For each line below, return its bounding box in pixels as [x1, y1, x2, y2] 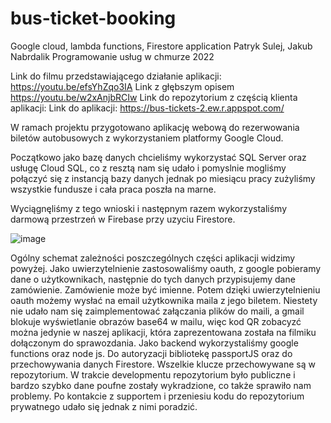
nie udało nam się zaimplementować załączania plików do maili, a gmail [10, 305, 305, 317]
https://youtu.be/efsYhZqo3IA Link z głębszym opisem [10, 80, 235, 92]
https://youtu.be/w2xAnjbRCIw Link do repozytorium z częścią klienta [10, 91, 298, 103]
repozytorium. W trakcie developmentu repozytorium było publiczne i [10, 368, 296, 381]
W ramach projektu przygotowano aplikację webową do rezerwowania [10, 121, 300, 133]
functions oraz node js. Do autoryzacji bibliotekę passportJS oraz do [10, 347, 293, 359]
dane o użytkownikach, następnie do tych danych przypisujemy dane [10, 273, 296, 285]
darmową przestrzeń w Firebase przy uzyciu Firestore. [10, 213, 236, 225]
